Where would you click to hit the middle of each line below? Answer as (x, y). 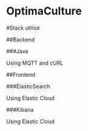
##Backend (20, 39)
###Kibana (20, 109)
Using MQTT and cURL (35, 63)
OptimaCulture (44, 11)
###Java (17, 51)
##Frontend (21, 74)
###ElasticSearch (28, 86)
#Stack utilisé (23, 28)
